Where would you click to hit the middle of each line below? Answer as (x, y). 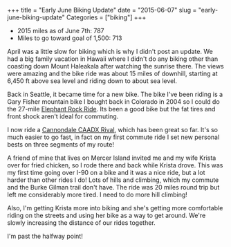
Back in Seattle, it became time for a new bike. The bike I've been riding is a (115, 94)
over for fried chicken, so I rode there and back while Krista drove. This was (115, 165)
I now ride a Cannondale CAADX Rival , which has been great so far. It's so (112, 130)
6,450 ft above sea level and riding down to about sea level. (92, 81)
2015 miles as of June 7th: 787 (61, 31)
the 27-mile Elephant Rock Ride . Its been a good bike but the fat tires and (111, 109)
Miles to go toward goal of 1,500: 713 (70, 38)
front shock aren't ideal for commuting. (63, 116)
